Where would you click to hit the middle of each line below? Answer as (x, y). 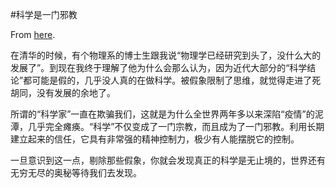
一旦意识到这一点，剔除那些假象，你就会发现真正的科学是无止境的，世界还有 (168, 160)
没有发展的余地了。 (76, 92)
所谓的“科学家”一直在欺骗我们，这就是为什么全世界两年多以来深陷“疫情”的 (162, 114)
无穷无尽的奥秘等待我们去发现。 (76, 172)
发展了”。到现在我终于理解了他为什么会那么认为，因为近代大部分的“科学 (159, 67)
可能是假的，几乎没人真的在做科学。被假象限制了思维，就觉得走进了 (172, 80)
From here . (33, 34)
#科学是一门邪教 (44, 14)
